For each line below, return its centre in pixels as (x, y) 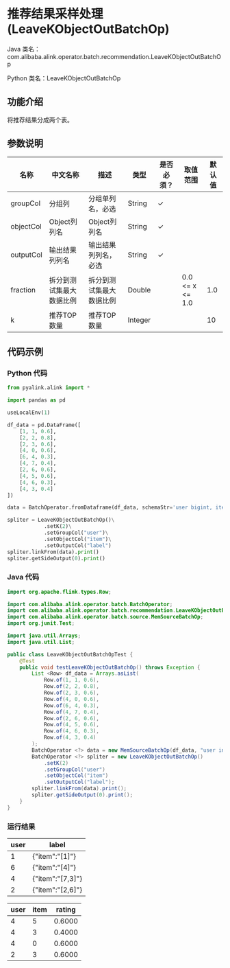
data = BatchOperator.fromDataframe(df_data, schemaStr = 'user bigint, (110, 508)
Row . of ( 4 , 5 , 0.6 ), (71, 725)
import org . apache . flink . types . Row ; (59, 592)
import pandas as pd (37, 400)
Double (139, 290)
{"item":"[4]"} (54, 867)
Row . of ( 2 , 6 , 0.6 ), (71, 718)
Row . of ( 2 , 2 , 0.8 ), (71, 687)
